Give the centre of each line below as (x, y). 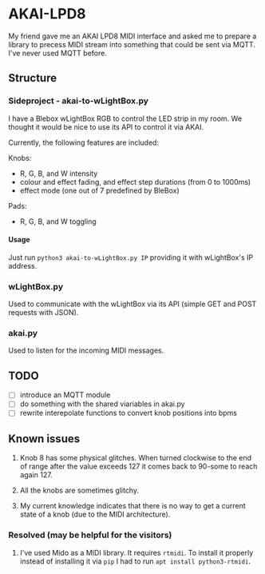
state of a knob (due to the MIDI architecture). (95, 514)
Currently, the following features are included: (84, 142)
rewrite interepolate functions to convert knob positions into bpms (129, 413)
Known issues (44, 438)
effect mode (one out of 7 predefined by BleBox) (99, 190)
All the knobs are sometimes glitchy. (79, 490)
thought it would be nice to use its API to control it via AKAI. (106, 127)
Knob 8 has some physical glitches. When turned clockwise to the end (136, 458)
